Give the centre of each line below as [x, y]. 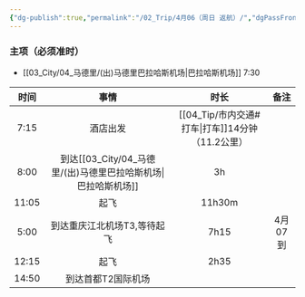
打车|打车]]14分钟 [220, 128]
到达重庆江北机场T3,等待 [103, 225]
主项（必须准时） [47, 51]
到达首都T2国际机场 [108, 279]
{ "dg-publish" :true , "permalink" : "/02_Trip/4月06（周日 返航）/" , [131, 18]
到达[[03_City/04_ [99, 158]
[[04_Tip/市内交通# [219, 114]
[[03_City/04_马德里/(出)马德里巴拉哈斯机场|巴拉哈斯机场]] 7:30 [141, 72]
